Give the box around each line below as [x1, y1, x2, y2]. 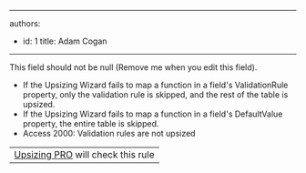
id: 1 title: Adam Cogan [22, 36, 107, 46]
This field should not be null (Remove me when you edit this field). [9, 62, 258, 73]
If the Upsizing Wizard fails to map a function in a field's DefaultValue [22, 108, 283, 119]
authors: [9, 18, 41, 28]
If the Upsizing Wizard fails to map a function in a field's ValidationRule [22, 79, 289, 90]
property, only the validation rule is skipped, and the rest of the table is [22, 89, 289, 100]
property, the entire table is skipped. [22, 118, 159, 128]
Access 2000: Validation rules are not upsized [22, 128, 196, 138]
